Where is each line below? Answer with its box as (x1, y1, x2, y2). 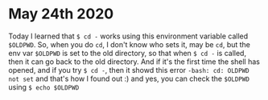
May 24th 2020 (8, 5, 114, 23)
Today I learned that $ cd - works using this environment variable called (8, 31, 249, 41)
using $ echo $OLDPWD (8, 82, 80, 92)
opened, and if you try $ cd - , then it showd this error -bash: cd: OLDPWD (8, 65, 249, 74)
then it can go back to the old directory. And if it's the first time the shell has (8, 57, 260, 66)
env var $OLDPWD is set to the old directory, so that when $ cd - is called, (8, 48, 247, 58)
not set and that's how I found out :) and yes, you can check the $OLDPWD (8, 74, 249, 83)
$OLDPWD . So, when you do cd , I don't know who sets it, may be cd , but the (8, 39, 251, 49)
